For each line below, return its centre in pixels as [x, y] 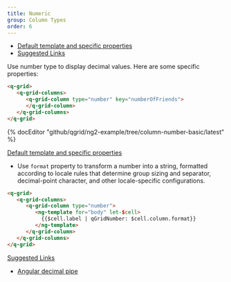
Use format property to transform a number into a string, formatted [112, 165]
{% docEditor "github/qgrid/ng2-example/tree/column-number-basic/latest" [116, 132]
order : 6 [20, 26]
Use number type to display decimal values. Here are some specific [103, 67]
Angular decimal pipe [47, 271]
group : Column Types [37, 20]
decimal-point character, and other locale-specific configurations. [111, 181]
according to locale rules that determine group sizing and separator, [114, 173]
